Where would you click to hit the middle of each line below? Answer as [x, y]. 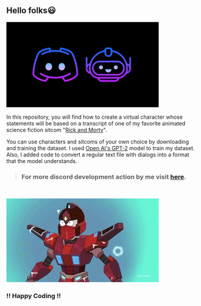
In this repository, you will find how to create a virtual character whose [94, 117]
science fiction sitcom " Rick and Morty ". [57, 130]
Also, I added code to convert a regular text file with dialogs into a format [98, 155]
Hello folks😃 [31, 11]
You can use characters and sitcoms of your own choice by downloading [98, 141]
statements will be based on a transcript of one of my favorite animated [96, 123]
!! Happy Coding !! [34, 296]
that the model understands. [42, 161]
